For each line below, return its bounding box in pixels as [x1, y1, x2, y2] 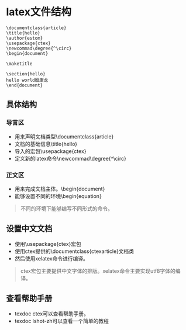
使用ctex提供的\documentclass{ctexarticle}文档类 [14, 248, 135, 255]
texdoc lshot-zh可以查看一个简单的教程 [14, 317, 109, 324]
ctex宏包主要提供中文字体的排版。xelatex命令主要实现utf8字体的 [20, 267, 175, 275]
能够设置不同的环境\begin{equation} [14, 192, 102, 199]
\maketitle [6, 61, 33, 67]
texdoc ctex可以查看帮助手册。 [14, 310, 89, 317]
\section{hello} [6, 71, 46, 77]
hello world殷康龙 [6, 77, 49, 83]
